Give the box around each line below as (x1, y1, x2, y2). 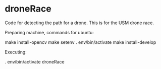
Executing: (5, 49, 27, 55)
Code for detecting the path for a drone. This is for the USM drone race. (5, 20, 154, 26)
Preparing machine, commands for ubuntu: (5, 29, 94, 35)
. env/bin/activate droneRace (5, 58, 65, 64)
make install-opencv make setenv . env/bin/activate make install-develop (5, 39, 156, 45)
